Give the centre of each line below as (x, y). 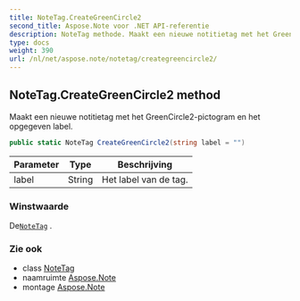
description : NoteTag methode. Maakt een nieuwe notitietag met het (139, 34)
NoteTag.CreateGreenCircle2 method (115, 95)
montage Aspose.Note (63, 288)
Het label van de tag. (145, 180)
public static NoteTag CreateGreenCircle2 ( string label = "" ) (127, 142)
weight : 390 (31, 51)
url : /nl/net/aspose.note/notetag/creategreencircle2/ (113, 59)
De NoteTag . (31, 225)
